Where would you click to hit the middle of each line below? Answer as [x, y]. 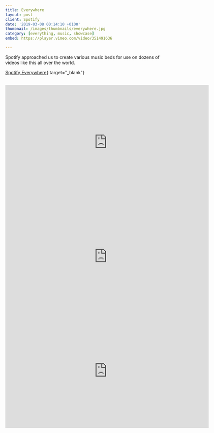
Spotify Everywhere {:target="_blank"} [45, 72]
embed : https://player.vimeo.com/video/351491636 [59, 39]
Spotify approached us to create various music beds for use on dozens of [83, 57]
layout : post [19, 15]
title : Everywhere [25, 10]
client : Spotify [22, 19]
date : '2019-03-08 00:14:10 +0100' [43, 24]
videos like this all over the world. [40, 63]
